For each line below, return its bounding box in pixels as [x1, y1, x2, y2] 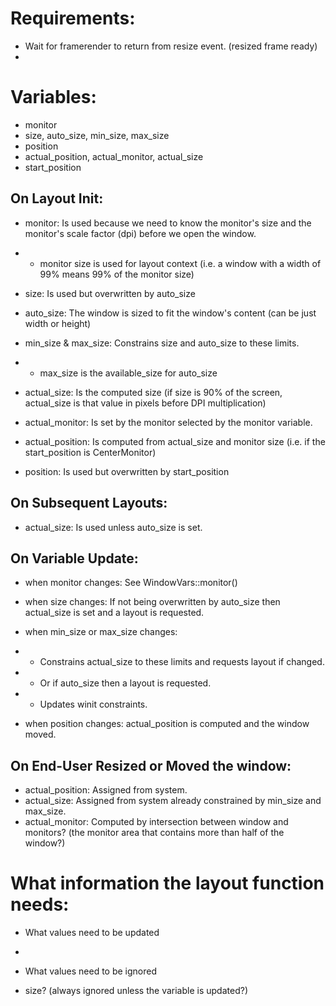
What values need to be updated [24, 927, 160, 939]
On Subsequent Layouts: [10, 495, 168, 512]
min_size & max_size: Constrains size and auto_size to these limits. [24, 337, 300, 349]
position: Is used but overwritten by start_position [24, 465, 230, 477]
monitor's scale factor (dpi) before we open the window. [24, 227, 257, 239]
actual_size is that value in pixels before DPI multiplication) [24, 397, 267, 409]
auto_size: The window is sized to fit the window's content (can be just [24, 307, 317, 319]
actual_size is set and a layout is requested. [24, 607, 205, 619]
